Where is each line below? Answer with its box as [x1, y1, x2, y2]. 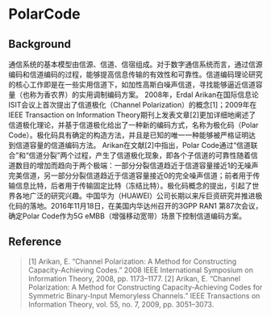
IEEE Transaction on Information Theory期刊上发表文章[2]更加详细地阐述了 [8, 110, 256, 120]
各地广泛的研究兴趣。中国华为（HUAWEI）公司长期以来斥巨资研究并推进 [15, 191, 256, 201]
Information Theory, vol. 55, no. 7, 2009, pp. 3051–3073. [27, 299, 215, 309]
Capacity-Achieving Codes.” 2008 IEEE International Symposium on [27, 264, 254, 275]
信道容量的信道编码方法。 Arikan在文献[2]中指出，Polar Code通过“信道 [15, 141, 252, 150]
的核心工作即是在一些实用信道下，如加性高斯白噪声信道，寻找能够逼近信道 [8, 80, 256, 89]
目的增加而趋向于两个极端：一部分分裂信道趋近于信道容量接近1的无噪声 [22, 161, 259, 170]
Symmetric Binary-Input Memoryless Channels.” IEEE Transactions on [27, 290, 261, 300]
